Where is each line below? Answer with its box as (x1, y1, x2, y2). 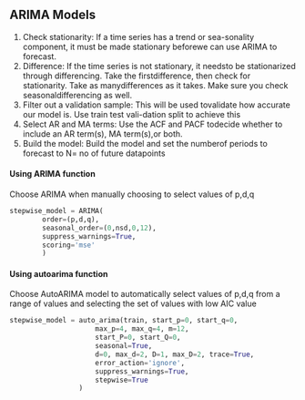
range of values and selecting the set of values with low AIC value (9, 298, 257, 309)
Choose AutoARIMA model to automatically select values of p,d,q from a (9, 289, 280, 300)
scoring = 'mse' (42, 241, 96, 250)
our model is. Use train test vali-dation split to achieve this (22, 108, 241, 119)
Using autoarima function (9, 268, 108, 279)
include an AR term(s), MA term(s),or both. (22, 128, 184, 139)
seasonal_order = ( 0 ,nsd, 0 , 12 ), (42, 223, 157, 232)
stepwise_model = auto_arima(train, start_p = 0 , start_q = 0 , (9, 316, 239, 325)
